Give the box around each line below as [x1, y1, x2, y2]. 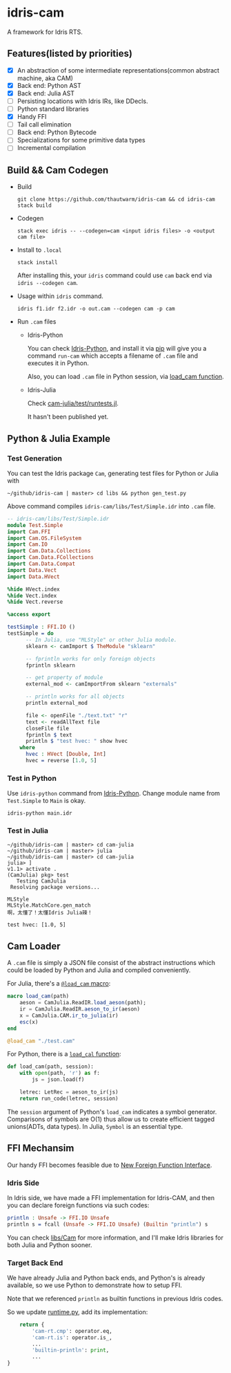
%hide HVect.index [7, 586, 60, 593]
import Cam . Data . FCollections [7, 554, 94, 561]
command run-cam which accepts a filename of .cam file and [27, 351, 199, 360]
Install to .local [17, 246, 62, 254]
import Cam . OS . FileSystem [7, 535, 81, 542]
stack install [17, 259, 58, 266]
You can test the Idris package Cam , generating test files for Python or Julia [7, 469, 219, 477]
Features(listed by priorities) [7, 48, 133, 59]
